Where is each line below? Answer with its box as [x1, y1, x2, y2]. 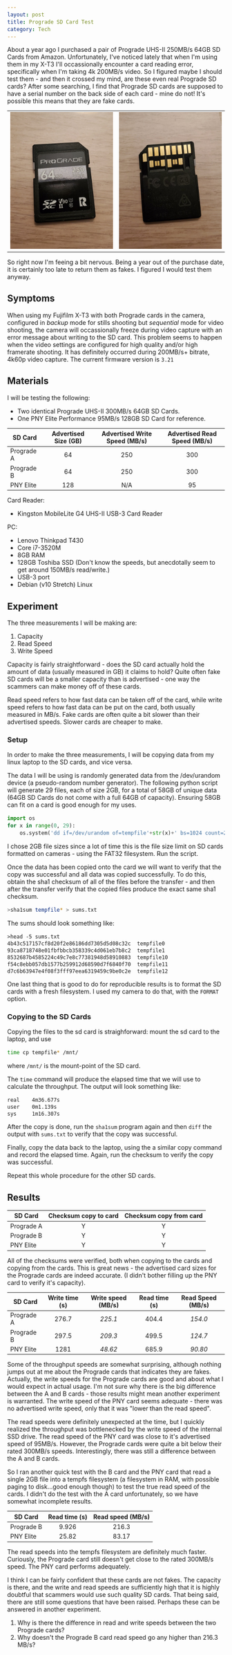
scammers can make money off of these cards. [7, 682, 142, 691]
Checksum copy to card [48, 1212, 119, 1220]
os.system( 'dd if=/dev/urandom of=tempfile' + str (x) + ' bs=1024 [19, 830, 202, 836]
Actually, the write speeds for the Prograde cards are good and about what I [7, 1375, 224, 1383]
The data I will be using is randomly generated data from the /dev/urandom [7, 772, 221, 780]
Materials [7, 375, 49, 387]
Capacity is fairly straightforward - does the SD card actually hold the [7, 660, 205, 668]
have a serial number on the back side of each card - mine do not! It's [7, 90, 206, 98]
